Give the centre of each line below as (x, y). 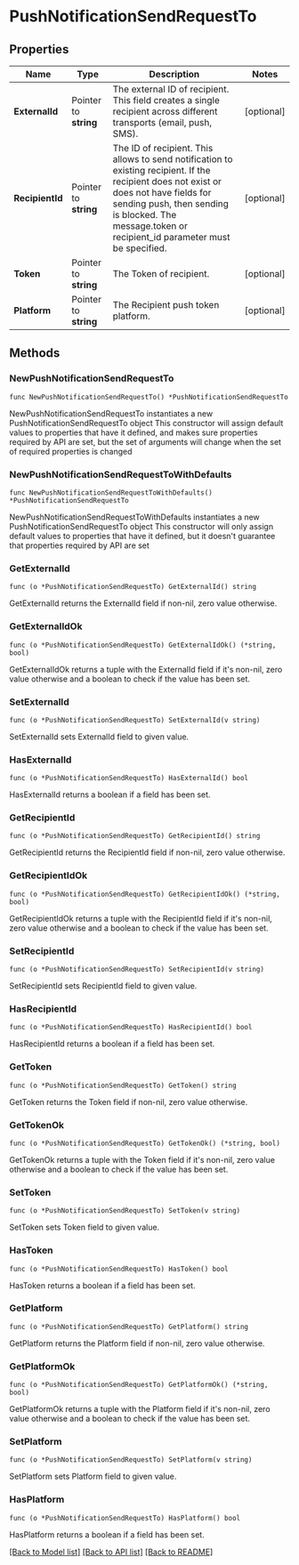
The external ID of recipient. (171, 89)
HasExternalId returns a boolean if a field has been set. (110, 795)
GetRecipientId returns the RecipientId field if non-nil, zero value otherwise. (147, 852)
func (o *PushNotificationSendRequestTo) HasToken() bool (119, 1269)
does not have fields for (162, 193)
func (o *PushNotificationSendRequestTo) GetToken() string (123, 1085)
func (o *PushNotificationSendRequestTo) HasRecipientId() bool (131, 1028)
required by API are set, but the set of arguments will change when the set (145, 441)
